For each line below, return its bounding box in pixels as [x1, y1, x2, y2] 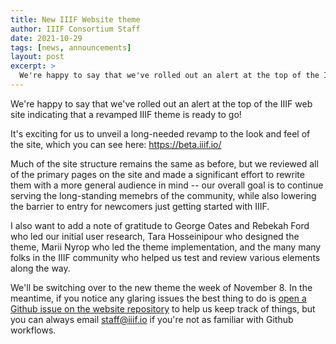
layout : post [10, 52, 65, 62]
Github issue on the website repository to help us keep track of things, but [10, 302, 316, 315]
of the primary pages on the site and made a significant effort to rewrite [10, 168, 305, 180]
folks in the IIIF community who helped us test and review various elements [10, 251, 321, 263]
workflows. [10, 324, 57, 336]
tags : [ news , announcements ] [10, 42, 132, 53]
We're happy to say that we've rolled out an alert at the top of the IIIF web [10, 97, 313, 110]
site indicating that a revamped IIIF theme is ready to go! [10, 108, 242, 120]
